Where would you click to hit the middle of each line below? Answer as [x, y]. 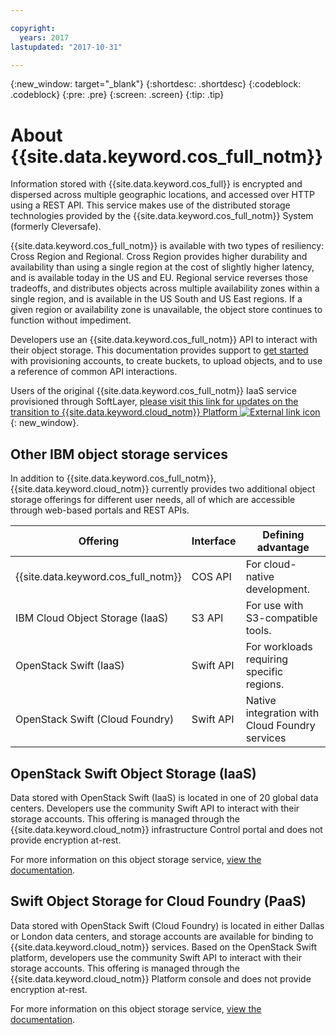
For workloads [279, 647]
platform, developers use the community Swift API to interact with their [156, 957]
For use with [274, 606]
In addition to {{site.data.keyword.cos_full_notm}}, [113, 478]
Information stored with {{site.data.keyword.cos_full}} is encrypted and [156, 184]
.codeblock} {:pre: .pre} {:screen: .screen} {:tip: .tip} [117, 95]
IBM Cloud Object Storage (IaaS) [92, 618]
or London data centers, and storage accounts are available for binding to [162, 936]
